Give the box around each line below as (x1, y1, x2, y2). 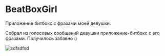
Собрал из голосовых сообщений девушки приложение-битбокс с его (5, 30, 160, 36)
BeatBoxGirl (5, 4, 57, 15)
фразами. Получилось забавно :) (5, 35, 77, 41)
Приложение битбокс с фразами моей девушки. (5, 20, 111, 26)
